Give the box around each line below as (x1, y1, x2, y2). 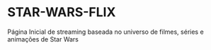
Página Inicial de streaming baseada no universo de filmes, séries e (7, 27, 204, 36)
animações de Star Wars (7, 35, 79, 43)
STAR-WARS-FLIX (7, 4, 116, 20)
